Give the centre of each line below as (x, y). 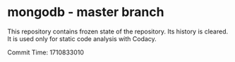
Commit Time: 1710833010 (46, 52)
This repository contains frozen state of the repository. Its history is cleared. (117, 31)
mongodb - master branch (86, 12)
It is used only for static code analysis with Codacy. (82, 38)
